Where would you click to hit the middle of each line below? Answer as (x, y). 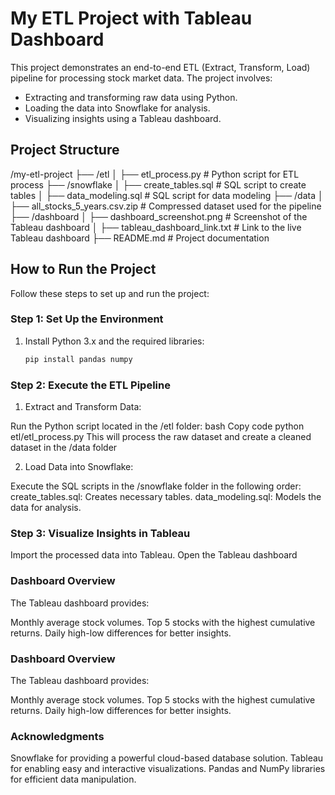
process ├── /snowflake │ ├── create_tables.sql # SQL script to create (158, 184)
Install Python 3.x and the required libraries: (114, 341)
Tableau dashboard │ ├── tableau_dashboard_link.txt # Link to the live (156, 227)
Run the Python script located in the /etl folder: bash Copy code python (157, 426)
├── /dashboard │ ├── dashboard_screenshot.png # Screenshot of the (159, 216)
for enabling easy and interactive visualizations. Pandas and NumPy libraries (168, 769)
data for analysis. (46, 508)
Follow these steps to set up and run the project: (110, 293)
